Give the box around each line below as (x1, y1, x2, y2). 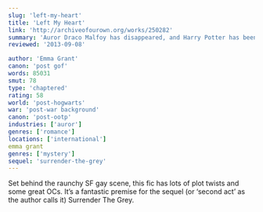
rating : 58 (8, 91, 44, 99)
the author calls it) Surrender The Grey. (8, 196, 135, 205)
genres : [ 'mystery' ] (8, 150, 76, 158)
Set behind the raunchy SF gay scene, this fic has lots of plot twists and (8, 178, 240, 188)
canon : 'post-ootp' (8, 113, 72, 122)
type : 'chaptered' (8, 84, 68, 92)
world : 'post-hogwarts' (8, 99, 86, 107)
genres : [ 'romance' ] (8, 128, 76, 136)
